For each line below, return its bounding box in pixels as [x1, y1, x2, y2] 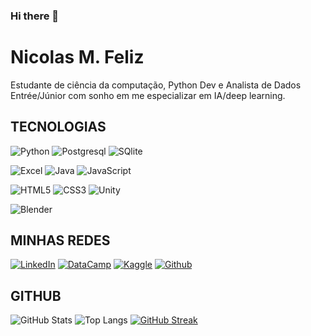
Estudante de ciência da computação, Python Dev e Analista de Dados [10, 79, 302, 91]
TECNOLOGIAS [10, 119, 107, 136]
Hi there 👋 [10, 9, 60, 23]
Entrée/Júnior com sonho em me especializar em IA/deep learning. [10, 89, 286, 101]
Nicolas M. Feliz [10, 46, 145, 69]
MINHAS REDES [10, 232, 111, 249]
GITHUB [10, 287, 62, 304]
